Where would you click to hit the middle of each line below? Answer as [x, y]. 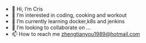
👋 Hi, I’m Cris [27, 9]
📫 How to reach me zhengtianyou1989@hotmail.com [76, 34]
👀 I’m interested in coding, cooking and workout [69, 15]
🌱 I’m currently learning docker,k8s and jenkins [68, 21]
